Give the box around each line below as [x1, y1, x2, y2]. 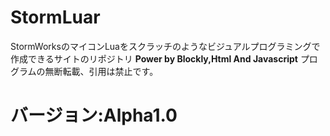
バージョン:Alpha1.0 [10, 104, 178, 127]
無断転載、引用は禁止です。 [44, 65, 159, 77]
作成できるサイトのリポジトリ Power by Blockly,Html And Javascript [10, 52, 298, 65]
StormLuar [10, 6, 101, 29]
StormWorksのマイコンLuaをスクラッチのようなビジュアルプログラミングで [10, 40, 321, 52]
